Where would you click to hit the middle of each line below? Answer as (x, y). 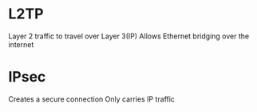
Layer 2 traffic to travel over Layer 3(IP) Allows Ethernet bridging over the (129, 36)
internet (21, 44)
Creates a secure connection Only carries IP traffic (92, 99)
